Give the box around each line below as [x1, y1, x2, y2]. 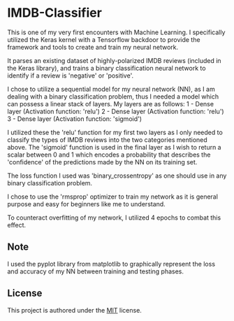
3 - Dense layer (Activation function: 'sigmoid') [7, 114, 142, 123]
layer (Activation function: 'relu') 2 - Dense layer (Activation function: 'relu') [7, 107, 225, 115]
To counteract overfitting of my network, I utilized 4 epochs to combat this [7, 213, 221, 222]
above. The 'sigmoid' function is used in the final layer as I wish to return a [7, 143, 221, 151]
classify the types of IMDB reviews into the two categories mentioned [7, 135, 207, 144]
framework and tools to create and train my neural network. [7, 43, 179, 51]
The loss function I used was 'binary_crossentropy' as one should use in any [7, 171, 227, 180]
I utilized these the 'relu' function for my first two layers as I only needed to [7, 128, 224, 136]
